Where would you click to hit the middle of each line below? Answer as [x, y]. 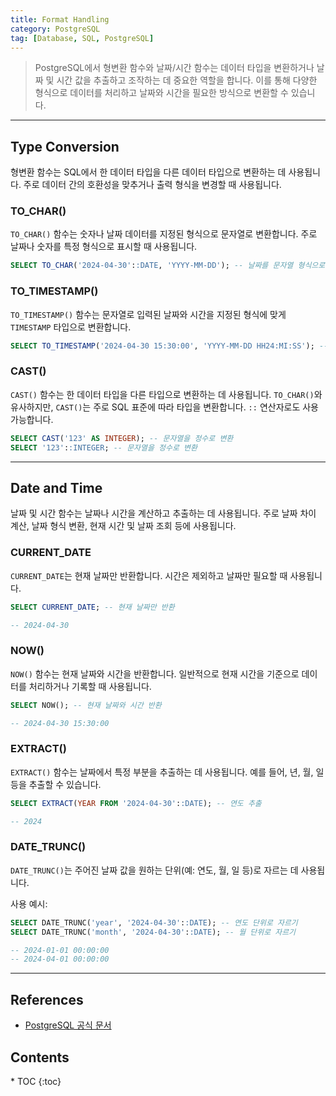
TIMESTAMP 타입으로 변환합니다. [71, 327]
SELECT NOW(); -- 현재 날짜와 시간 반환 [86, 705]
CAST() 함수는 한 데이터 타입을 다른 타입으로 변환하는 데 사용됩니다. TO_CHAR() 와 [166, 394]
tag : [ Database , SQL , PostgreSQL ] [82, 38]
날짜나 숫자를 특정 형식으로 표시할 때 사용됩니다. [104, 247]
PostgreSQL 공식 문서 [68, 1025]
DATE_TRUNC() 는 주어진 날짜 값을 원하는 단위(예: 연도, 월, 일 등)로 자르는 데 [154, 870]
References [47, 999]
